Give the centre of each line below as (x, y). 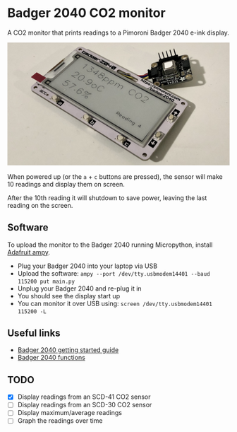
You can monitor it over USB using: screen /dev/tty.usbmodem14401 (115, 303)
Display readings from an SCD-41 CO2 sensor (84, 397)
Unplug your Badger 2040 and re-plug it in (80, 288)
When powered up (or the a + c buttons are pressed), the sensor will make (115, 176)
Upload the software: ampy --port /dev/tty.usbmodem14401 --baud (114, 273)
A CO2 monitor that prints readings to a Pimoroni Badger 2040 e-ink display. (118, 33)
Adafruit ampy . (29, 252)
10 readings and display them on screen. (66, 184)
